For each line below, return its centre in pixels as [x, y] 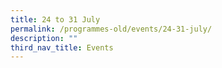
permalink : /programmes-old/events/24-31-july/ [111, 29]
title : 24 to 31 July [55, 19]
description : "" [44, 38]
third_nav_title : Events [62, 47]
